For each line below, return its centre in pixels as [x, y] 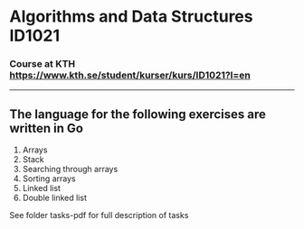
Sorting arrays [49, 179]
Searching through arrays [70, 169]
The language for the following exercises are [138, 114]
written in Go [47, 128]
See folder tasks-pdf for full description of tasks [99, 215]
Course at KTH [43, 64]
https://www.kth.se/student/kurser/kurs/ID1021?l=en [130, 76]
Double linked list [55, 198]
